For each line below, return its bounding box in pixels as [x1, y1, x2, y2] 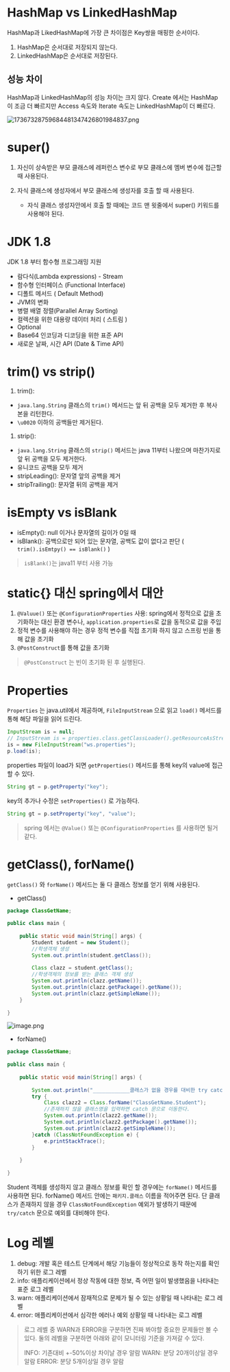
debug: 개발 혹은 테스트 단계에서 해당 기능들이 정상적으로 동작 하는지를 [16, 1259, 207, 1268]
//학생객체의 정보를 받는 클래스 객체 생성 [31, 971, 133, 978]
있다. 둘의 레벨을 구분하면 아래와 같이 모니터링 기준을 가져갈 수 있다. [23, 1334, 205, 1342]
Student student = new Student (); [31, 939, 130, 946]
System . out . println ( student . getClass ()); [31, 952, 152, 959]
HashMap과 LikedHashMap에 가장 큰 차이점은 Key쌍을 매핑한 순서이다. [7, 28, 200, 36]
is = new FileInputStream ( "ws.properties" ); [7, 742, 136, 748]
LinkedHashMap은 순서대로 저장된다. [16, 52, 118, 60]
